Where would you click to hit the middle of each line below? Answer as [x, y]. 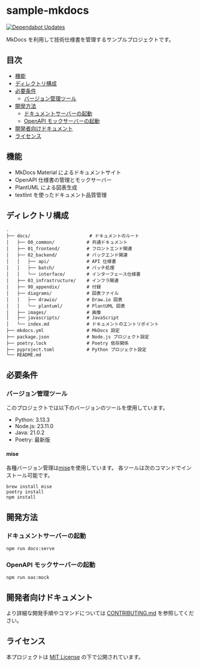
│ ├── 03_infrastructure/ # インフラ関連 [63, 281]
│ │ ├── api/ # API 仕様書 [61, 262]
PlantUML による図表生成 [46, 187]
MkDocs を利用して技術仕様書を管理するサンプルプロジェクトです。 [90, 39]
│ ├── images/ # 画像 [54, 313]
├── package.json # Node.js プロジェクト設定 [78, 337]
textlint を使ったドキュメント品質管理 [61, 195]
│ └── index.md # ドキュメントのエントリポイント [83, 324]
